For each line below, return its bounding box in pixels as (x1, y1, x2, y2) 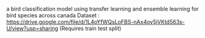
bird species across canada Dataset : (6, 12, 100, 19)
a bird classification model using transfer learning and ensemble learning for (6, 6, 199, 12)
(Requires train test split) (59, 25, 122, 32)
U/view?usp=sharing (6, 25, 59, 32)
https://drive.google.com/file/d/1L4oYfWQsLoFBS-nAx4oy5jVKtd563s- (6, 18, 185, 25)
